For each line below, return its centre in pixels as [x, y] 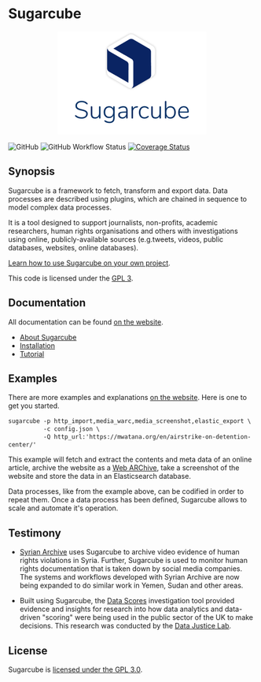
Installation [37, 345]
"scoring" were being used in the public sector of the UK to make [148, 617]
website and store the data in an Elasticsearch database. [99, 476]
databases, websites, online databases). [74, 247]
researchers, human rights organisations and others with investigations [123, 231]
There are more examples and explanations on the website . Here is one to [128, 398]
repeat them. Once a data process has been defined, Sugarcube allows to [128, 500]
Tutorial [32, 354]
